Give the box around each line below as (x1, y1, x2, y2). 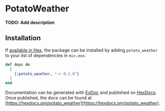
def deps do (5, 62, 30, 67)
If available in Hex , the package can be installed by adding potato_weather (5, 47, 158, 53)
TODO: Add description (5, 19, 55, 25)
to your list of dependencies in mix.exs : (5, 52, 86, 58)
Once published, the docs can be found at (5, 95, 92, 101)
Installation (5, 34, 41, 42)
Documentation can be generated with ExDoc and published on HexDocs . (5, 90, 157, 96)
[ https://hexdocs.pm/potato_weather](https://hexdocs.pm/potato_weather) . (5, 100, 160, 106)
